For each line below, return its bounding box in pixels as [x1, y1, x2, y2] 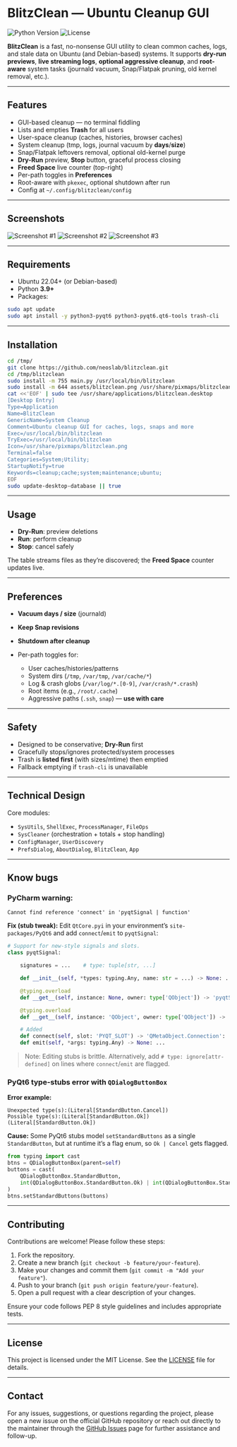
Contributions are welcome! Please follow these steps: [7, 1237, 166, 1246]
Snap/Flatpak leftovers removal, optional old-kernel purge [17, 148, 186, 156]
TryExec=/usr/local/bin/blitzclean [7, 436, 112, 443]
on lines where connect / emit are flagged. [51, 1060, 171, 1068]
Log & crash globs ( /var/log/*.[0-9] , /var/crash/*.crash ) [28, 679, 198, 688]
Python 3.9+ [17, 285, 55, 293]
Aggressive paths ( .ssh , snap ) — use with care [28, 694, 164, 703]
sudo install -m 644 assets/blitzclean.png [7, 384, 138, 391]
